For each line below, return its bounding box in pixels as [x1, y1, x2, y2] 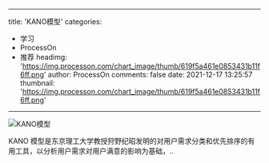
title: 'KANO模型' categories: [8, 17, 102, 26]
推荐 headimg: [19, 53, 68, 62]
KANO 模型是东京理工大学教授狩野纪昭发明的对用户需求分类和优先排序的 [8, 137, 248, 145]
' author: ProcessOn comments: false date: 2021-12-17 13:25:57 [43, 70, 253, 79]
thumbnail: [19, 78, 55, 88]
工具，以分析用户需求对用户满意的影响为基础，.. [14, 146, 175, 156]
